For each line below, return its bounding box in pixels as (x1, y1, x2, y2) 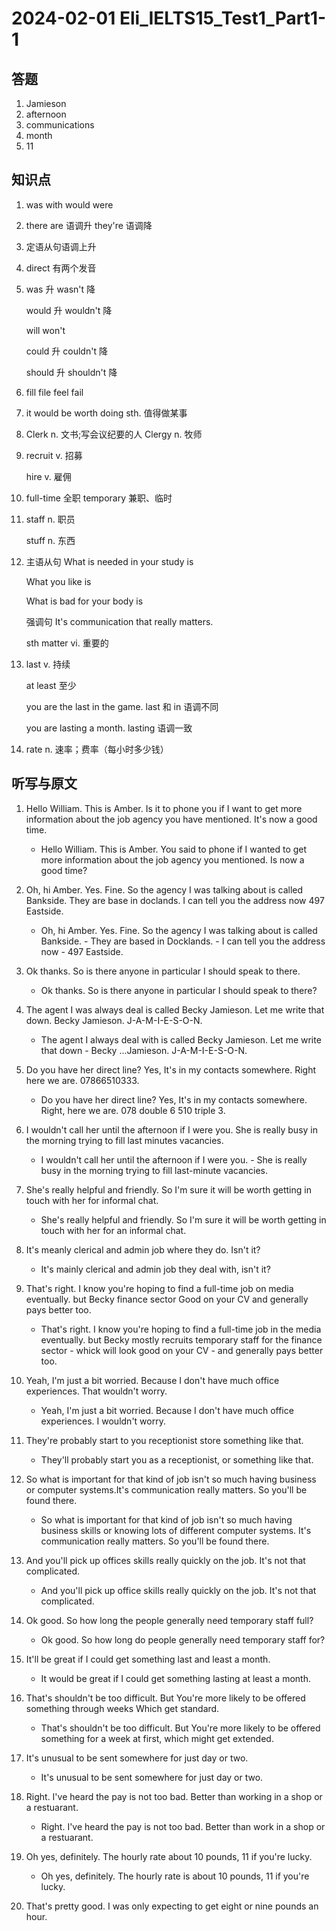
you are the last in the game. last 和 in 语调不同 (25, 700, 219, 712)
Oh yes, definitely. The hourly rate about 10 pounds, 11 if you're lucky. (25, 1850, 313, 1862)
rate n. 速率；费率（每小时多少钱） (25, 743, 169, 755)
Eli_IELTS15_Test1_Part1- (119, 7, 327, 30)
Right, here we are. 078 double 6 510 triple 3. (40, 1104, 226, 1116)
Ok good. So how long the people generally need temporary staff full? (25, 1614, 314, 1626)
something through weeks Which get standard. (25, 1702, 220, 1714)
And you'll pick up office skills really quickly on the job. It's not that (40, 1584, 317, 1596)
